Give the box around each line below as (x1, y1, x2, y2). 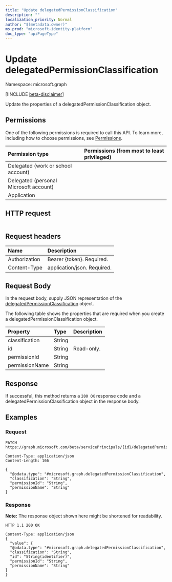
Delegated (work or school (8, 162, 72, 169)
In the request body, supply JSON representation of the (5, 295, 122, 301)
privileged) (84, 153, 112, 160)
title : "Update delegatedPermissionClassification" (5, 7, 118, 13)
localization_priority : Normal (5, 17, 72, 22)
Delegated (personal (8, 177, 57, 184)
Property (8, 328, 30, 336)
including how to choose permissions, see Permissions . (5, 135, 123, 141)
